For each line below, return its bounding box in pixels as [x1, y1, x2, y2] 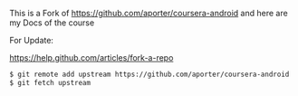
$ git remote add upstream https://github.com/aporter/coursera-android [9, 70, 290, 79]
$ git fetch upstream [9, 78, 91, 87]
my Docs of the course [9, 17, 95, 28]
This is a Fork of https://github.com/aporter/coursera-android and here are [9, 8, 288, 18]
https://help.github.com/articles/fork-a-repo [9, 53, 174, 62]
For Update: [9, 35, 54, 45]
